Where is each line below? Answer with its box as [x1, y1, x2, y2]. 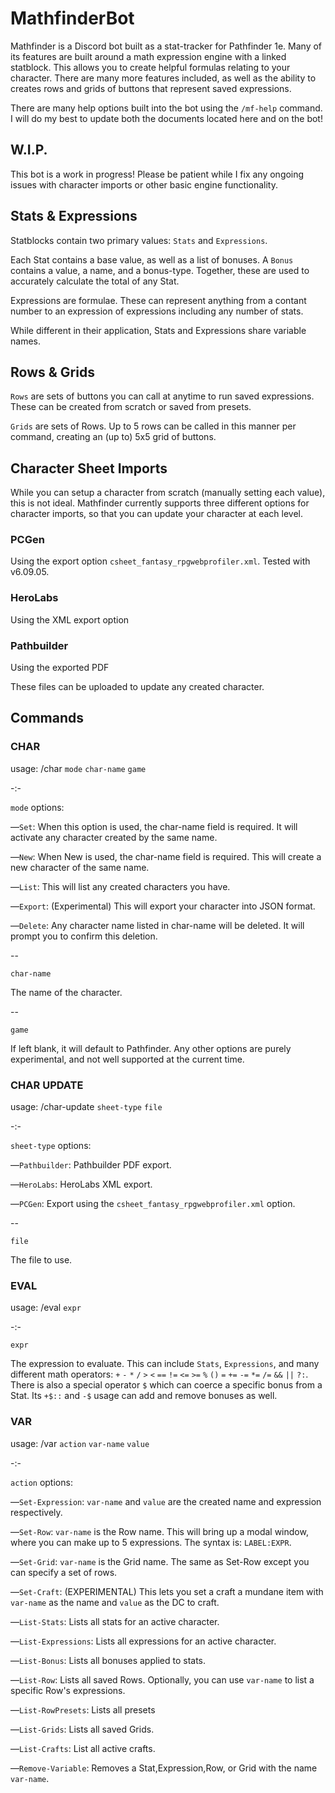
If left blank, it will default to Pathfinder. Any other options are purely [10, 1042, 292, 1054]
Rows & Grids [10, 363, 95, 381]
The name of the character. [10, 986, 123, 998]
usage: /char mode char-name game [10, 762, 147, 774]
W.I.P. [10, 142, 48, 159]
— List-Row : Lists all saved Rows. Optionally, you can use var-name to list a [10, 1673, 315, 1686]
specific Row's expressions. [10, 1684, 126, 1696]
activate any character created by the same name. [10, 831, 218, 843]
